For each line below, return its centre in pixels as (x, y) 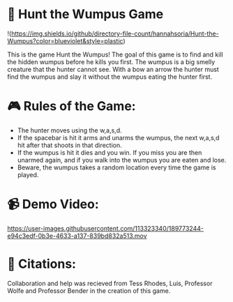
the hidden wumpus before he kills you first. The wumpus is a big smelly (111, 61)
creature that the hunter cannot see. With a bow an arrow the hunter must (113, 69)
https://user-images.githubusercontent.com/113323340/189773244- (106, 228)
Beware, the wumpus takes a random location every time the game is (116, 167)
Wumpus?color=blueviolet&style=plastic (65, 40)
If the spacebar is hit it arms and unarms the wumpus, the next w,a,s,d (118, 137)
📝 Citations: (42, 264)
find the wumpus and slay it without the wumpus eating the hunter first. (110, 77)
